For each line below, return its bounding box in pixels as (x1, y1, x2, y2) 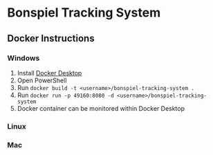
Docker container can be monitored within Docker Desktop (17, 104, 185, 112)
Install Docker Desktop (17, 69, 82, 77)
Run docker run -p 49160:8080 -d (17, 91, 114, 99)
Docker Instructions (7, 33, 95, 44)
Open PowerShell (17, 76, 67, 84)
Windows (7, 53, 40, 63)
